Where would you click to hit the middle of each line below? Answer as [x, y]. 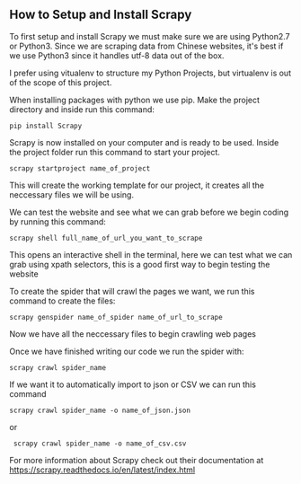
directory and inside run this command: [82, 109]
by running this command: [58, 221]
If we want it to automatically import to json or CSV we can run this [133, 384]
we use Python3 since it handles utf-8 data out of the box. [117, 55]
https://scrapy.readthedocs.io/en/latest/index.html [102, 470]
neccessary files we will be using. [72, 194]
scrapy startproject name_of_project [80, 168]
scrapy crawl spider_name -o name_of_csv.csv [100, 444]
